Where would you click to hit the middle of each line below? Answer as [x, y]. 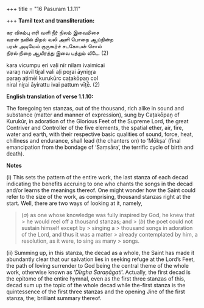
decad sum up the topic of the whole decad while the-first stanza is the [96, 285]
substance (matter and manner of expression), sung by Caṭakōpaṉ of [93, 115]
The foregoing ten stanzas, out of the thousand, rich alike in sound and [95, 108]
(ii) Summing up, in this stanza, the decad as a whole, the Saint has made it [100, 253]
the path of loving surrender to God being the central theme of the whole [97, 266]
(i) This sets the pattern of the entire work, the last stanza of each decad [97, 177]
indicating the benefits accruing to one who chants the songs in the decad [100, 184]
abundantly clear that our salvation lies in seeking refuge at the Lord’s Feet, [100, 259]
